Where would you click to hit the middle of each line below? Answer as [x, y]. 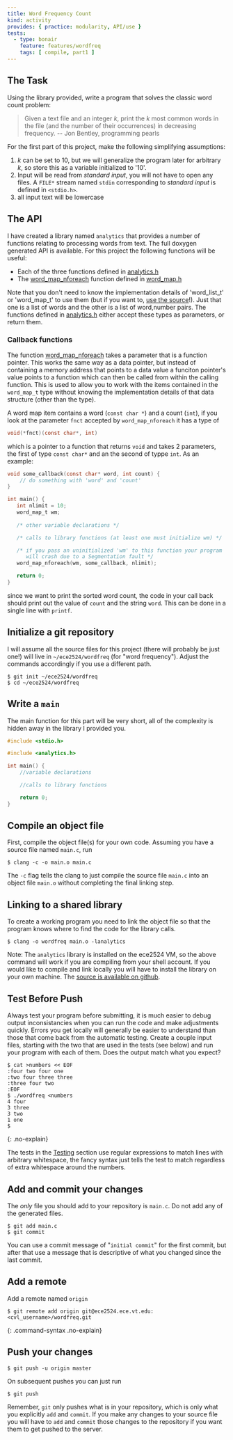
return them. [25, 322]
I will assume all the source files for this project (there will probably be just [114, 649]
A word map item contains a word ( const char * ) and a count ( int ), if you [112, 413]
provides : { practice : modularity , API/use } [74, 26]
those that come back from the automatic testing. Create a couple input [110, 1038]
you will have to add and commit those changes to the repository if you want [115, 1421]
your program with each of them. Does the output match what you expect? [114, 1052]
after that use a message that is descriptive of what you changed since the [114, 1252]
